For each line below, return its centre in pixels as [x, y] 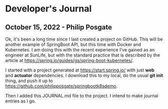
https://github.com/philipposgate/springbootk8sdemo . [61, 86]
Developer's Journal [48, 9]
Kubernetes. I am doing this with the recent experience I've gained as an [80, 50]
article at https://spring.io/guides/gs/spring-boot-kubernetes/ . [69, 60]
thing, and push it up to [29, 81]
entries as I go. [21, 101]
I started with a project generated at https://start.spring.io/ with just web [80, 70]
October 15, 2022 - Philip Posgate [59, 27]
